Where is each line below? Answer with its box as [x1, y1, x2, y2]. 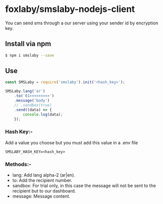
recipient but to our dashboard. [12, 188, 76, 194]
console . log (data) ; [23, 112, 63, 117]
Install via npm [5, 40, 51, 48]
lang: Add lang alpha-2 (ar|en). [12, 172, 75, 178]
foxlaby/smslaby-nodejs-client [5, 3, 135, 15]
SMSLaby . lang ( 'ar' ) [5, 89, 46, 94]
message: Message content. [12, 193, 70, 200]
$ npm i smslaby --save [5, 53, 54, 58]
